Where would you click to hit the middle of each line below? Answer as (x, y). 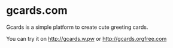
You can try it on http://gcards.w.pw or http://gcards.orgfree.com (86, 38)
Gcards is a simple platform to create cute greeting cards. (77, 27)
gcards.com (37, 10)
